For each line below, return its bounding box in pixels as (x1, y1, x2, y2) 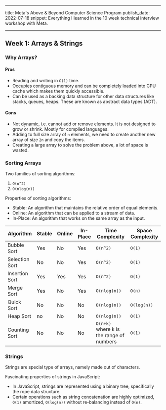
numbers (96, 338, 117, 345)
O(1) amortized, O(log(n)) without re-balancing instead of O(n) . (12, 399, 142, 405)
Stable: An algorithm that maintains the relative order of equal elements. (12, 205, 159, 211)
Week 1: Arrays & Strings (5, 39, 83, 48)
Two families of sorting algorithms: (5, 171, 76, 177)
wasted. (12, 147, 29, 153)
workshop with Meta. (5, 20, 48, 26)
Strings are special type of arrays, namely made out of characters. (5, 364, 140, 370)
